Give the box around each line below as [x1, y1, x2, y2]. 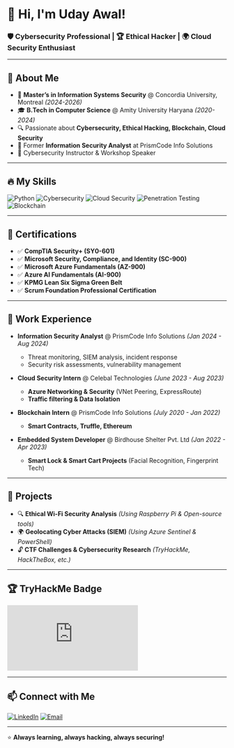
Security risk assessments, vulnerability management [27, 360, 182, 369]
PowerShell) [17, 537, 52, 545]
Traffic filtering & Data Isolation [27, 395, 120, 403]
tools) [17, 520, 34, 528]
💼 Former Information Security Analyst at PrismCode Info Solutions [17, 141, 213, 149]
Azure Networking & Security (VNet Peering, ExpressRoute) [27, 387, 202, 395]
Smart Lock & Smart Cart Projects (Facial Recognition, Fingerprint [27, 456, 219, 464]
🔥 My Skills [7, 175, 57, 187]
